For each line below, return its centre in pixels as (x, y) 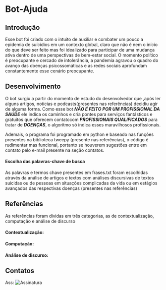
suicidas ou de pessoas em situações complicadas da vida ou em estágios (81, 183)
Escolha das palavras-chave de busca (45, 162)
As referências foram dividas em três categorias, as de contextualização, (80, 216)
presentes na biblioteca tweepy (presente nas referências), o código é (77, 139)
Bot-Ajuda (27, 9)
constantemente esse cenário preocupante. (50, 71)
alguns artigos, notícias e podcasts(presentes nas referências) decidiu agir (82, 104)
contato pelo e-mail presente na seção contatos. (55, 150)
